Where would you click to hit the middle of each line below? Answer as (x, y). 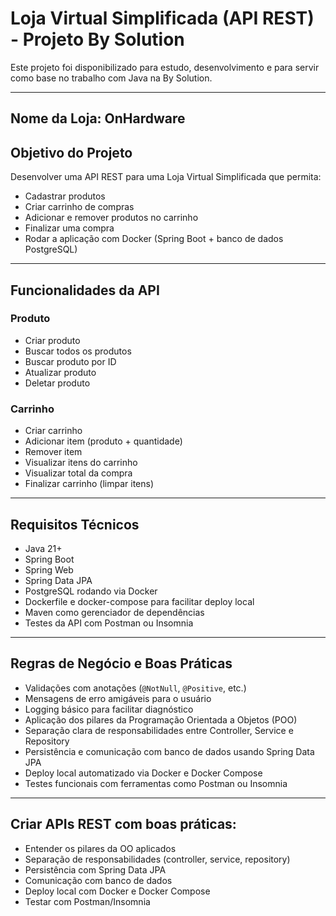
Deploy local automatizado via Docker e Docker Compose (143, 773)
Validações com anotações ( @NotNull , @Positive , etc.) (135, 688)
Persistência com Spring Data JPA (95, 869)
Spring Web (49, 569)
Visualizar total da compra (78, 473)
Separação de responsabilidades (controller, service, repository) (157, 859)
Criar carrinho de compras (79, 207)
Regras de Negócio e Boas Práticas (121, 663)
